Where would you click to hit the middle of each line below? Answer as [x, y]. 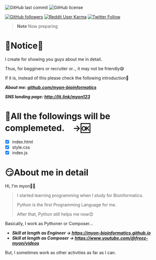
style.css [21, 147]
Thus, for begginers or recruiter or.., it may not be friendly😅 [65, 68]
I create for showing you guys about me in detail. [54, 59]
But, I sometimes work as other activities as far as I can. [61, 252]
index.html [22, 142]
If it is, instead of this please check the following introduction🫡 [67, 78]
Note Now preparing [37, 26]
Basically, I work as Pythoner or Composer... [49, 223]
